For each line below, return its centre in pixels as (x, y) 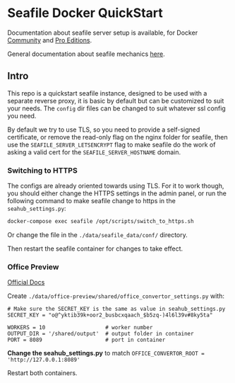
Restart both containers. (42, 373)
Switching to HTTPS (42, 170)
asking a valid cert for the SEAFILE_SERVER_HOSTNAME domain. (94, 152)
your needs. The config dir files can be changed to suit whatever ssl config (116, 108)
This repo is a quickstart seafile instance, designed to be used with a (107, 93)
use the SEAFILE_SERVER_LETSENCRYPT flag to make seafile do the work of (112, 144)
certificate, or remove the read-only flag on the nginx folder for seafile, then (117, 137)
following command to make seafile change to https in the (92, 201)
